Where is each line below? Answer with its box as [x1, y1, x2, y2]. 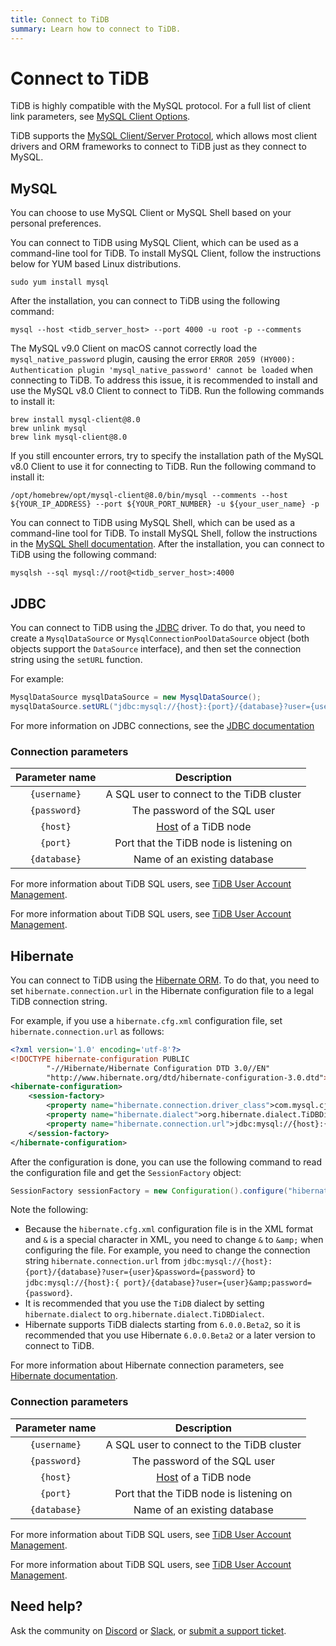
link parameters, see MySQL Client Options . [10, 111, 191, 123]
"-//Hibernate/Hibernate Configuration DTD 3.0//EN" [46, 1063, 271, 1073]
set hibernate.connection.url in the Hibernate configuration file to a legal [10, 984, 314, 996]
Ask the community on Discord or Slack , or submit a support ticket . [10, 1624, 287, 1636]
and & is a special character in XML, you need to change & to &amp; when [24, 1234, 324, 1246]
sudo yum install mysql [10, 277, 110, 288]
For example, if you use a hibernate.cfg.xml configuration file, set [10, 1014, 283, 1026]
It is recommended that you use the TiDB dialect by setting [24, 1297, 265, 1310]
